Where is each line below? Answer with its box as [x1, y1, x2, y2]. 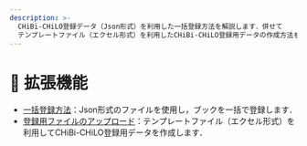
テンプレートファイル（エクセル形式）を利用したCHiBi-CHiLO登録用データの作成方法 [17, 30, 294, 39]
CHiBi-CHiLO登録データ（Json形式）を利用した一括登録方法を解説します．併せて [17, 22, 283, 31]
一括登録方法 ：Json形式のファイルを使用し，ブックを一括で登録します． [22, 104, 298, 115]
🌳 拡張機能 [9, 72, 89, 93]
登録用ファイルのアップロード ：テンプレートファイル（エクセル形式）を [22, 116, 295, 127]
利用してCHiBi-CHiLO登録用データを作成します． [22, 127, 208, 138]
